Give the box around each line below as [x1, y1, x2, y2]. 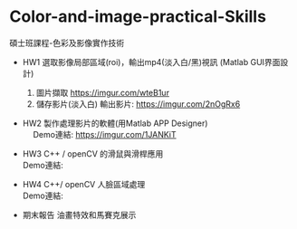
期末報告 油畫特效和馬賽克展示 [22, 209, 137, 220]
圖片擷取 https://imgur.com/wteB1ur [35, 87, 170, 98]
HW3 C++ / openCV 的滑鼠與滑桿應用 [22, 148, 164, 159]
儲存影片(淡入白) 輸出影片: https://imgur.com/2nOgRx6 [35, 98, 241, 110]
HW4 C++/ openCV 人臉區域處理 [22, 178, 146, 189]
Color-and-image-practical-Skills [9, 6, 267, 27]
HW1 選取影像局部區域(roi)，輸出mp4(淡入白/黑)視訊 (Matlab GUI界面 [22, 56, 281, 67]
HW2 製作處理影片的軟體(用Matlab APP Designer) [22, 118, 208, 129]
